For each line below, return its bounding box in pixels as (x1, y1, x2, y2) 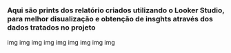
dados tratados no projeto (7, 23, 96, 32)
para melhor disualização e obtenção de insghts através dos (7, 14, 214, 23)
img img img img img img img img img (7, 39, 115, 47)
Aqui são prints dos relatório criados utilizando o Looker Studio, (7, 6, 225, 15)
